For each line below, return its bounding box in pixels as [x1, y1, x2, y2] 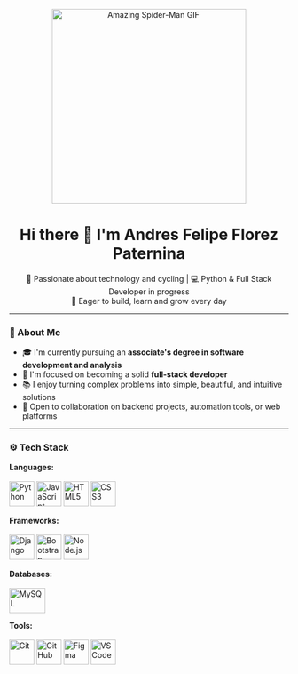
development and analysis [21, 360, 122, 371]
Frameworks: [9, 515, 59, 526]
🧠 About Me [9, 325, 61, 338]
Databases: [9, 568, 53, 579]
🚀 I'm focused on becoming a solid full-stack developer [21, 369, 228, 380]
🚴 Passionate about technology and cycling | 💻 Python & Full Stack [26, 273, 272, 284]
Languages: [9, 461, 55, 472]
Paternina [112, 244, 186, 264]
